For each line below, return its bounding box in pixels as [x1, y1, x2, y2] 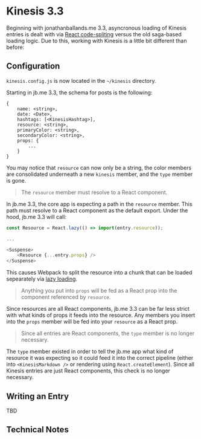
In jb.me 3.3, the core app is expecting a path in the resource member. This [6, 200, 193, 207]
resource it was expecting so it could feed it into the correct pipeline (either [6, 354, 194, 362]
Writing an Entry [6, 391, 69, 402]
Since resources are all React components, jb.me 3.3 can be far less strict [6, 305, 190, 313]
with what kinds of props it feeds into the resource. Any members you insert [6, 311, 196, 319]
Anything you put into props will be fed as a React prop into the [21, 287, 177, 294]
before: [6, 44, 25, 51]
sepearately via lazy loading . [6, 275, 77, 282]
